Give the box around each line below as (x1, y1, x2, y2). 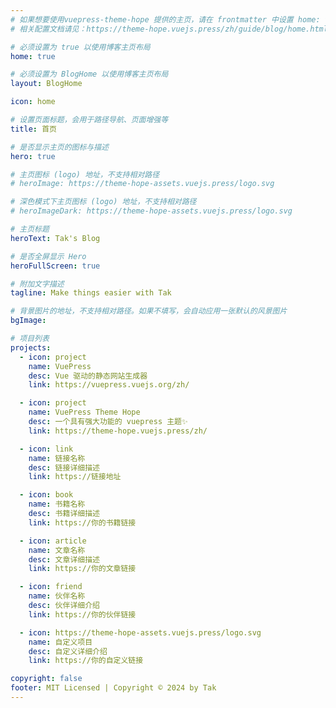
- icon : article (19, 536, 87, 546)
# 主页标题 (10, 224, 50, 234)
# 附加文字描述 (10, 279, 65, 289)
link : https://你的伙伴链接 (28, 609, 137, 620)
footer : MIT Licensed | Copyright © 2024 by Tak (10, 683, 217, 693)
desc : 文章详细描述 (28, 554, 100, 565)
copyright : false (10, 674, 83, 684)
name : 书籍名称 (28, 499, 86, 510)
